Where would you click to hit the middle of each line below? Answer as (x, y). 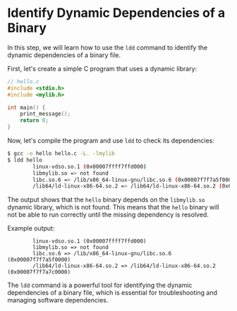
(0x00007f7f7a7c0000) (39, 272)
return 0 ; (35, 121)
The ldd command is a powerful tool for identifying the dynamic (100, 285)
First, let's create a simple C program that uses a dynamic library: (102, 68)
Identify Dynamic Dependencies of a (116, 13)
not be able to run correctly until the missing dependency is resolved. (108, 215)
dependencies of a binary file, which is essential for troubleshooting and (112, 293)
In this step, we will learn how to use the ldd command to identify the (108, 47)
